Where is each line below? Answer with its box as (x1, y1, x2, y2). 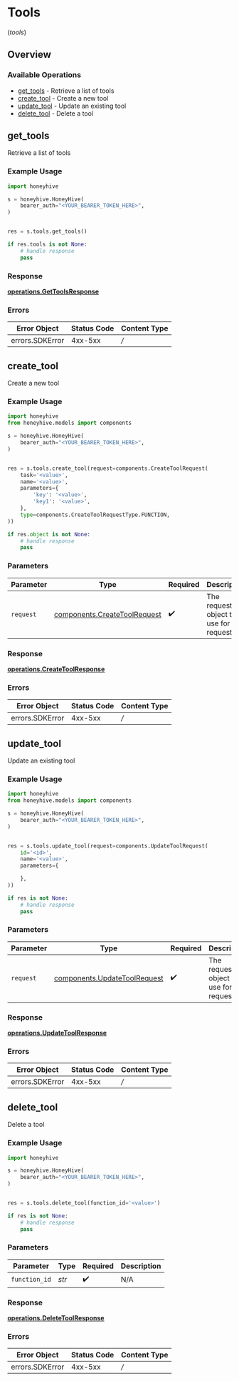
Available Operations (7, 70, 82, 80)
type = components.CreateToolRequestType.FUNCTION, (20, 511, 171, 518)
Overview (7, 49, 52, 61)
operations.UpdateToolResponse (7, 1029, 107, 1038)
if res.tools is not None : (7, 241, 87, 248)
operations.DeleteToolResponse (7, 1314, 105, 1322)
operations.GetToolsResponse (7, 287, 100, 296)
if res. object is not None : (7, 531, 91, 538)
